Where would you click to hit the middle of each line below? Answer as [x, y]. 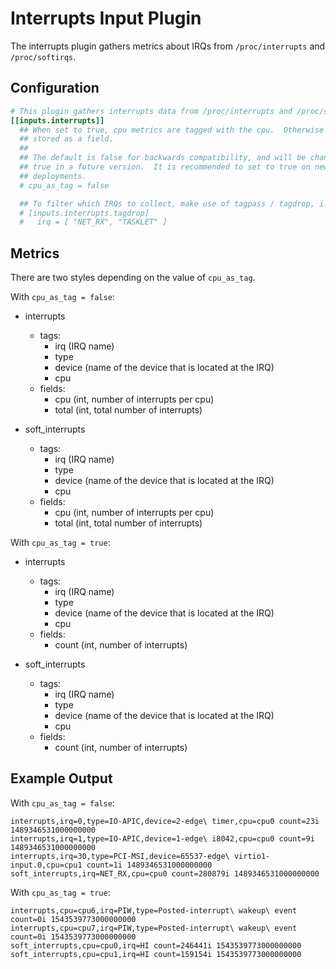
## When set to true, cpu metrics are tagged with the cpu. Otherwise [172, 130]
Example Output [61, 778]
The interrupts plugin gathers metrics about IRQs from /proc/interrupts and [168, 46]
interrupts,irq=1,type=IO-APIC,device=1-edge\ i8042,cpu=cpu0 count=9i [162, 838]
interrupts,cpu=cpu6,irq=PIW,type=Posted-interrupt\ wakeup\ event [154, 910]
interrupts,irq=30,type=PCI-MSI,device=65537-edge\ [120, 856]
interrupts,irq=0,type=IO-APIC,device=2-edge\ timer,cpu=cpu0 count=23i [165, 821]
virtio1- [252, 856]
